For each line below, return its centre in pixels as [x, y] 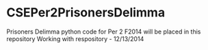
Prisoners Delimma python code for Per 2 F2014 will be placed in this [104, 32]
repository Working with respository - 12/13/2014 [75, 38]
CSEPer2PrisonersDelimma [86, 13]
